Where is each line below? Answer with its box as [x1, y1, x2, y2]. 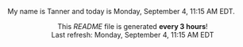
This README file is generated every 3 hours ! [57, 22, 208, 31]
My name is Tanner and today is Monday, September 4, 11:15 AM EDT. [7, 7, 235, 16]
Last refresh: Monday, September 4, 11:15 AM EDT [51, 31, 214, 39]
